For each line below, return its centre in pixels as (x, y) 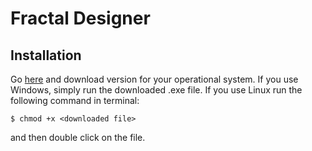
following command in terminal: (75, 100)
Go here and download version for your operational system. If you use (154, 79)
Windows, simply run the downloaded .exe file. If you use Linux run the (156, 90)
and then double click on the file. (78, 137)
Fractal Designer (80, 18)
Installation (46, 55)
